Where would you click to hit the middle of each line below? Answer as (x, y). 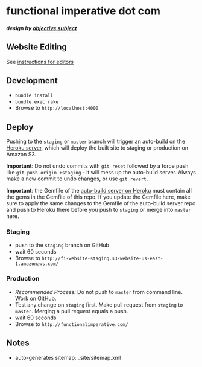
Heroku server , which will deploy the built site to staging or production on (97, 148)
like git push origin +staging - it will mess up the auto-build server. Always (101, 173)
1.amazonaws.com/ (37, 264)
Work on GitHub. (36, 298)
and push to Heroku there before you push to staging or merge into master (99, 210)
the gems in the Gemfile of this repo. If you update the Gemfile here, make (99, 197)
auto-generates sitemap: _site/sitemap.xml (68, 357)
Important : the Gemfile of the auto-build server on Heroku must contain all (99, 191)
